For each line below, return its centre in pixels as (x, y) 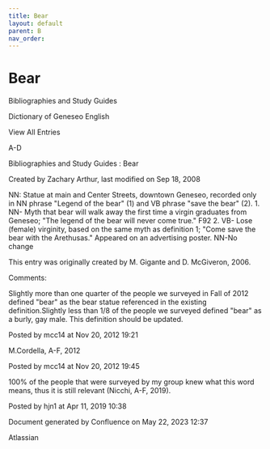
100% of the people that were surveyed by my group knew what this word (131, 382)
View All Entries (34, 132)
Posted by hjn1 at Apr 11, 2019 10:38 (67, 406)
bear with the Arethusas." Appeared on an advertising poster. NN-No (123, 238)
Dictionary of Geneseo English (59, 116)
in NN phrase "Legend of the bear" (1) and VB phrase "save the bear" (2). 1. (134, 204)
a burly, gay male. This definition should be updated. (96, 320)
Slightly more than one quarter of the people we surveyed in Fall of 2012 (129, 294)
